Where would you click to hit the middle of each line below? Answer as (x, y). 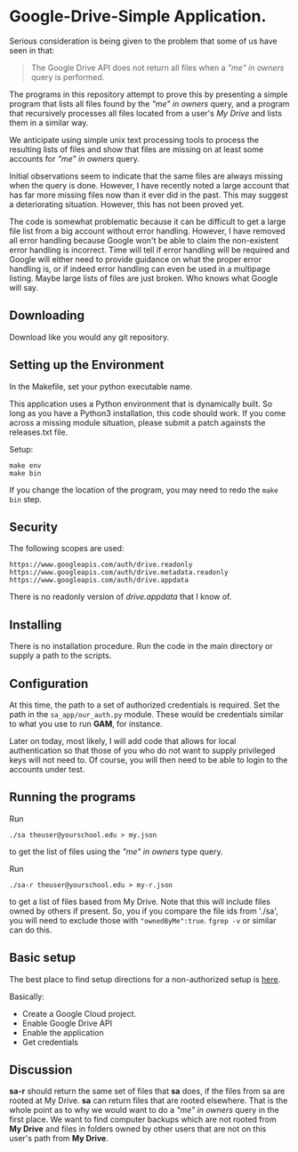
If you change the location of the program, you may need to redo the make (144, 490)
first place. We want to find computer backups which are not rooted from (143, 1120)
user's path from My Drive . (59, 1139)
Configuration (49, 683)
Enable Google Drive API (67, 1023)
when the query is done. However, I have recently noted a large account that (149, 185)
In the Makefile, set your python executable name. (101, 386)
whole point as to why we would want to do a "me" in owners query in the (144, 1110)
